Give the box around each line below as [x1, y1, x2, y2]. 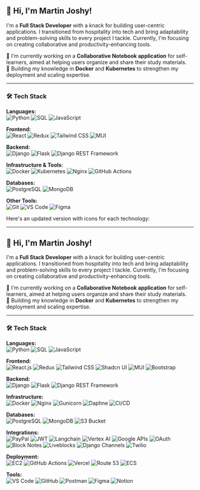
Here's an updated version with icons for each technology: [6, 215, 150, 222]
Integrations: [6, 429, 39, 436]
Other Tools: [6, 197, 37, 204]
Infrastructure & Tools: [6, 161, 64, 168]
